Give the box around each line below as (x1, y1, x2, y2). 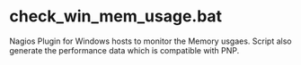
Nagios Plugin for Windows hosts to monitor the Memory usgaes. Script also (9, 36, 292, 46)
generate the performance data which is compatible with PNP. (9, 45, 240, 55)
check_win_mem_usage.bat (9, 6, 223, 27)
